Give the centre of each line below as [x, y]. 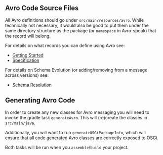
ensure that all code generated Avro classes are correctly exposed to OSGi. [82, 138]
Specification [26, 60]
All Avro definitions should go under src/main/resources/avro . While [75, 20]
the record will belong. [28, 36]
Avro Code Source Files [42, 8]
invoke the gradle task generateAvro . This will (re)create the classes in [76, 117]
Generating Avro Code [40, 100]
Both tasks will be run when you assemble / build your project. [67, 147]
